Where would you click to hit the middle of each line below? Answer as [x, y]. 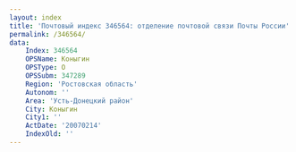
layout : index [36, 17]
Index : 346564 [51, 51]
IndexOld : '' [50, 134]
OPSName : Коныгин [58, 59]
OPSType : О [46, 68]
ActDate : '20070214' [63, 126]
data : [19, 42]
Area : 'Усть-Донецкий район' [80, 101]
